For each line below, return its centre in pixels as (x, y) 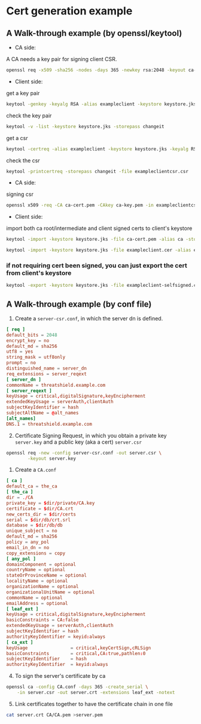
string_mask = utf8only (36, 358)
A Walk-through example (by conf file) (79, 304)
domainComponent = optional (41, 564)
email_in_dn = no (28, 547)
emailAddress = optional (37, 603)
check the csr (23, 160)
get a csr (17, 138)
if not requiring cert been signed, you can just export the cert (97, 265)
